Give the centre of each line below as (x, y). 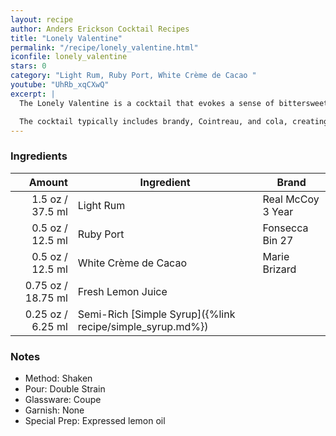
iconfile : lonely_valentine (69, 57)
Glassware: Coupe (63, 399)
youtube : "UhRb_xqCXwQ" (60, 85)
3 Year (278, 211)
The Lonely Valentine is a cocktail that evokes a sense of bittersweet (174, 103)
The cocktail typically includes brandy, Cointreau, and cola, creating (174, 121)
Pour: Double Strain (65, 388)
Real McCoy (291, 199)
